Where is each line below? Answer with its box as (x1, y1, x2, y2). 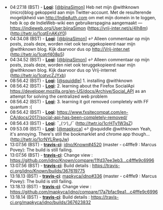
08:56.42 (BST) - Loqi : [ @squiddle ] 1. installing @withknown (9, 78, 133, 84)
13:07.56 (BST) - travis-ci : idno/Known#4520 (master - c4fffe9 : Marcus (9, 142, 157, 147)
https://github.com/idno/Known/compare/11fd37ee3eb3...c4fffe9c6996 (9, 158, 154, 163)
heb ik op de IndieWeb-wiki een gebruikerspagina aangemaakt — (9, 20, 143, 26)
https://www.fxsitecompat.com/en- (57, 109, 129, 115)
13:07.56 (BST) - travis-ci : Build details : (9, 163, 91, 168)
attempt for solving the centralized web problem (9, 93, 108, 99)
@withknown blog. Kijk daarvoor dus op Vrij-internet (9, 67, 117, 73)
